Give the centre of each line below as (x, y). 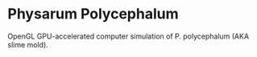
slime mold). (28, 44)
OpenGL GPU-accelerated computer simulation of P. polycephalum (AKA (128, 36)
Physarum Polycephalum (93, 14)
